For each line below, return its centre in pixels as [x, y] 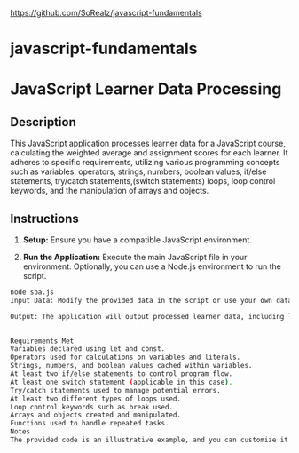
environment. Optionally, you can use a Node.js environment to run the [152, 266]
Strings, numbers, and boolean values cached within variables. [131, 366]
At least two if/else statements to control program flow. [122, 374]
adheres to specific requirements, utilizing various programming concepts [145, 163]
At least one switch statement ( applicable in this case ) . [122, 382]
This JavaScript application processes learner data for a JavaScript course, [148, 143]
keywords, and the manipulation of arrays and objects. [110, 191]
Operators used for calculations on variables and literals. [126, 358]
